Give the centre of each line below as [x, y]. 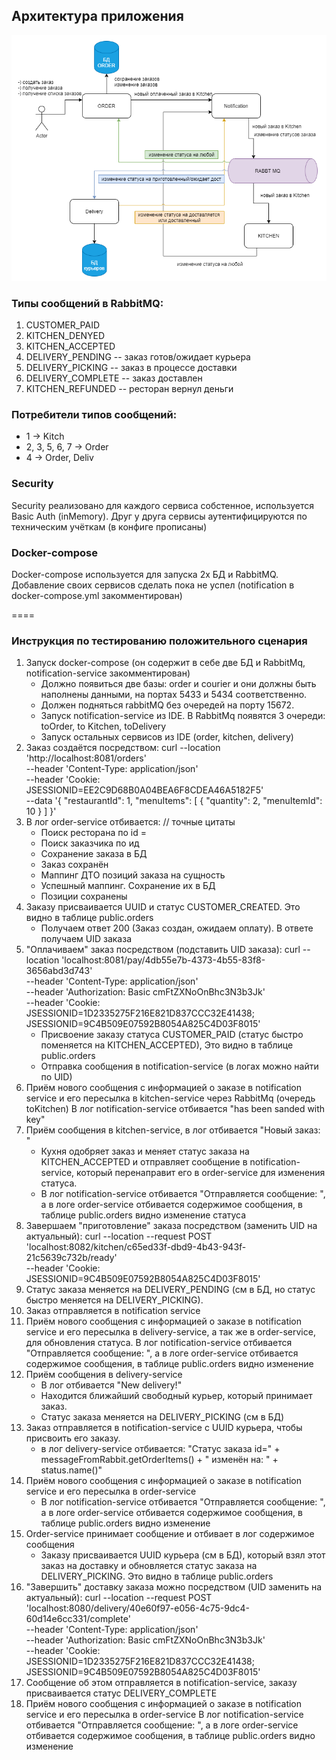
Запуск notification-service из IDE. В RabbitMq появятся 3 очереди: [183, 716]
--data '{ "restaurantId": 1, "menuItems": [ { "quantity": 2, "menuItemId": [174, 801]
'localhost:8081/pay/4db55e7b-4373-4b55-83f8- [163, 960]
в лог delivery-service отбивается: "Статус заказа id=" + [160, 1449]
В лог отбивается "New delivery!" [111, 1385]
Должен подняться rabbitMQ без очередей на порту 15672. [167, 705]
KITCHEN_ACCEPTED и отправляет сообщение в [144, 1162]
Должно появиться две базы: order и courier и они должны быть [178, 684]
